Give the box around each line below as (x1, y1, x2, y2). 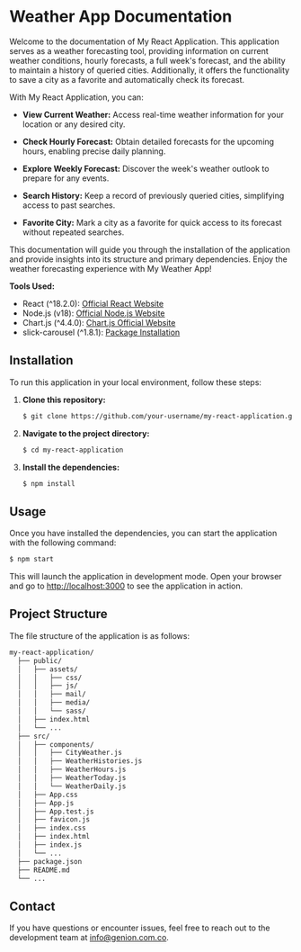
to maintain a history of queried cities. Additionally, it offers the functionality (9, 65, 290, 76)
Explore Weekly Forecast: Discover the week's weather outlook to (22, 163, 270, 174)
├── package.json (17, 857, 83, 866)
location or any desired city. (22, 119, 126, 130)
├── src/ (17, 732, 50, 741)
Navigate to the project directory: (22, 427, 150, 438)
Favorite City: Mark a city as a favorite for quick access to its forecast (22, 217, 282, 228)
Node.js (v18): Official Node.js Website (22, 308, 165, 319)
